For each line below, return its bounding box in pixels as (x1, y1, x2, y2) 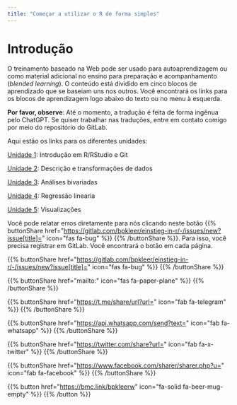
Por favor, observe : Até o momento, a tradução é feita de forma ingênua (7, 107, 219, 117)
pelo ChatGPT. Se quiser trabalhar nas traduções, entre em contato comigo (7, 115, 227, 124)
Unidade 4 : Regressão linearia (7, 192, 96, 200)
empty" (7, 389, 30, 398)
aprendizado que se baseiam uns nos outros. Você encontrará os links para (7, 86, 228, 95)
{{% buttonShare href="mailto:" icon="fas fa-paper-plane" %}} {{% (7, 276, 204, 285)
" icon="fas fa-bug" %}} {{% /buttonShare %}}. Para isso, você (42, 234, 226, 242)
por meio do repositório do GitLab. (7, 123, 108, 131)
